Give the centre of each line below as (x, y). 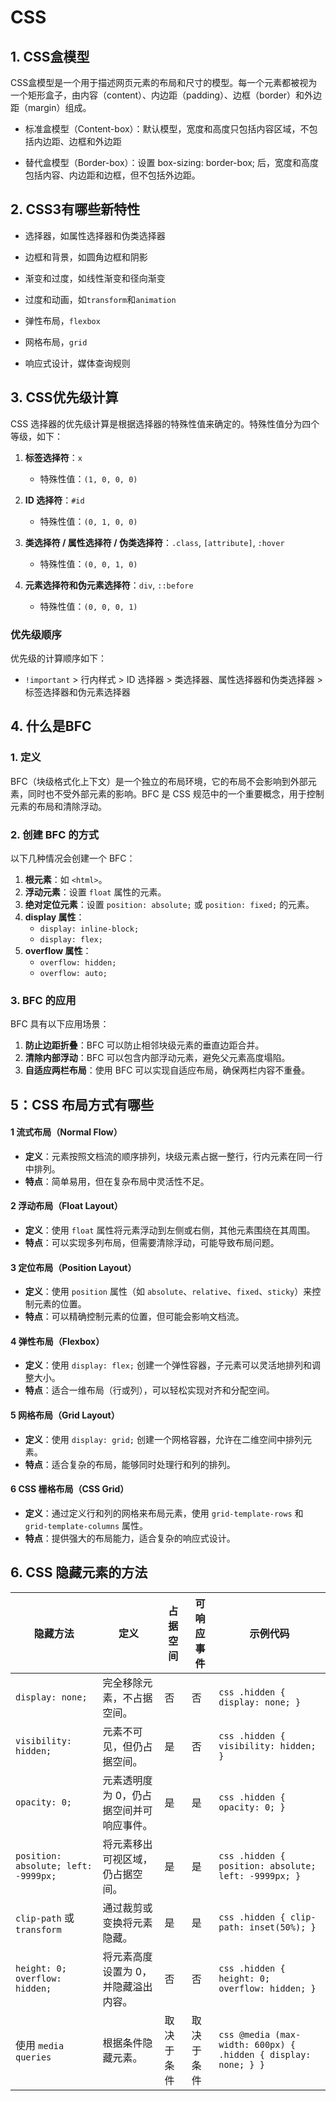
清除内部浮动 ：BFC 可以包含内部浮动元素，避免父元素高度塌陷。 (157, 1058)
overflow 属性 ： (58, 950)
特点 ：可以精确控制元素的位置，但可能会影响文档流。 (134, 1317)
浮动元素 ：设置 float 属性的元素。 (95, 892)
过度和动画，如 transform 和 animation (100, 299)
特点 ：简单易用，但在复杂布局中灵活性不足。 (117, 1181)
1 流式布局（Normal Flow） (66, 1132)
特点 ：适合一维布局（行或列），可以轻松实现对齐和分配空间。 (149, 1390)
